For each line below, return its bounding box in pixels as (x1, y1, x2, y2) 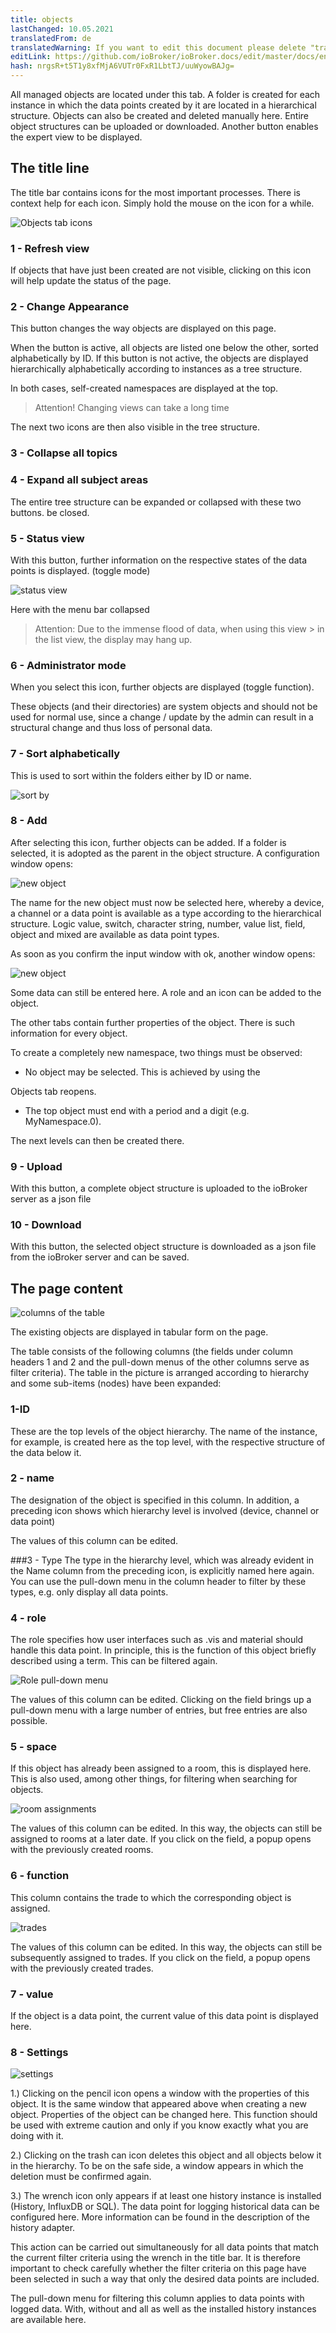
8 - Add (10, 814, 48, 828)
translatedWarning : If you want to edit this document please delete (10, 42, 307, 53)
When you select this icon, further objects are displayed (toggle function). (10, 681, 315, 693)
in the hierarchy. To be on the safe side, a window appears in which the (10, 2160, 304, 2172)
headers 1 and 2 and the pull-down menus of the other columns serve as (10, 1356, 310, 1368)
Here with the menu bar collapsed (10, 603, 150, 615)
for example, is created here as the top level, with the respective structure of (10, 1436, 326, 1448)
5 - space (10, 1740, 58, 1754)
